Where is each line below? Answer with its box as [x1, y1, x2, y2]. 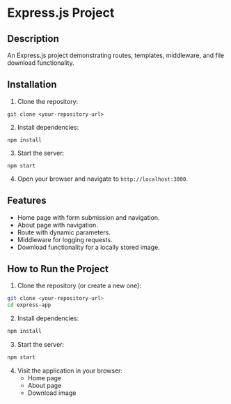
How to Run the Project [7, 263, 109, 275]
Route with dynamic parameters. [17, 228, 111, 237]
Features [7, 195, 47, 207]
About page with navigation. [17, 220, 99, 229]
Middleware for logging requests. [17, 235, 113, 244]
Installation [7, 79, 57, 91]
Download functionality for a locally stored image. [17, 243, 160, 251]
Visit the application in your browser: [17, 366, 123, 375]
